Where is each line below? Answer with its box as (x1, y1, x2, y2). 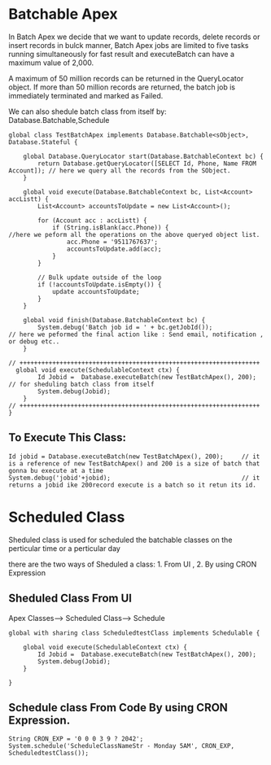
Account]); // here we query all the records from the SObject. (8, 166, 231, 175)
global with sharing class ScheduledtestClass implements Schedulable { (8, 628, 260, 637)
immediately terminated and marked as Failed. (8, 90, 164, 100)
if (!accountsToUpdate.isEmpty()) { (37, 280, 162, 289)
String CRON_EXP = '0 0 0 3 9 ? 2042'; (8, 735, 144, 743)
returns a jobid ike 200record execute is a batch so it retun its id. (8, 481, 256, 489)
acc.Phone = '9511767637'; (66, 238, 159, 246)
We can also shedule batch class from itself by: (8, 107, 167, 116)
